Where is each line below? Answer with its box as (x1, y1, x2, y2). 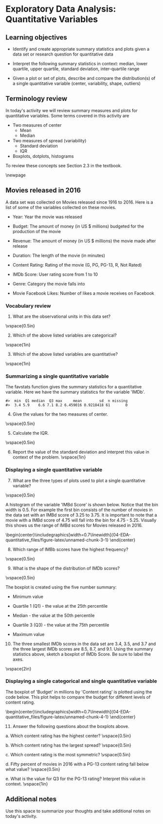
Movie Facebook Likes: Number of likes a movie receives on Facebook (12, 290, 155, 296)
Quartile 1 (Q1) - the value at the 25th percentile (12, 603, 108, 609)
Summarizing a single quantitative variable (5, 373, 109, 380)
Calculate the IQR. (12, 430, 49, 436)
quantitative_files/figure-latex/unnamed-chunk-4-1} (5, 714, 109, 720)
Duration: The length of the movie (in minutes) (12, 252, 105, 258)
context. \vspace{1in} (5, 781, 48, 786)
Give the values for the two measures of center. (12, 411, 109, 417)
